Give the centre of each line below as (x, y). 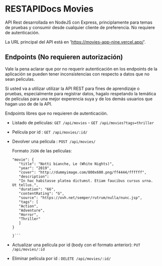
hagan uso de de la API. (29, 104)
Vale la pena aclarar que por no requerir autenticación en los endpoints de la (81, 69)
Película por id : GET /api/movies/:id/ (50, 132)
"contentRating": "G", (41, 193)
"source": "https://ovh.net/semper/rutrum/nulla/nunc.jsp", (81, 198)
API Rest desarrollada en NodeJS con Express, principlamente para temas (79, 22)
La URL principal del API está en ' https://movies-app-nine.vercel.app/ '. (75, 42)
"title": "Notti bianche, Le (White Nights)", (66, 164)
